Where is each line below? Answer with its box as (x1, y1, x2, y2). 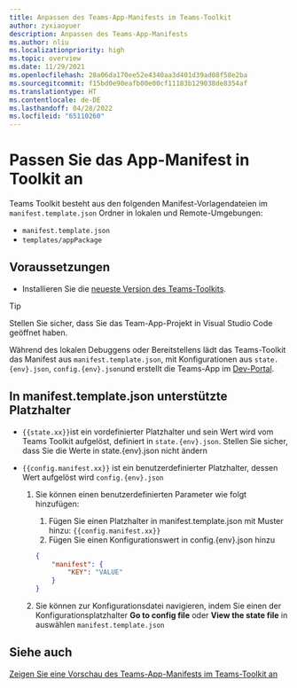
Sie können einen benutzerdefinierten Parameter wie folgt (35, 489, 246, 499)
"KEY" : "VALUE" (66, 568, 124, 577)
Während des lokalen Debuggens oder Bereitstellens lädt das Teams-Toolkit (9, 344, 286, 355)
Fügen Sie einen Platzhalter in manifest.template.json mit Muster (48, 515, 284, 526)
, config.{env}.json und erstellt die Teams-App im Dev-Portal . (48, 363, 275, 373)
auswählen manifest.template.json (35, 620, 165, 630)
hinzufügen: (35, 498, 80, 509)
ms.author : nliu (9, 37, 69, 47)
